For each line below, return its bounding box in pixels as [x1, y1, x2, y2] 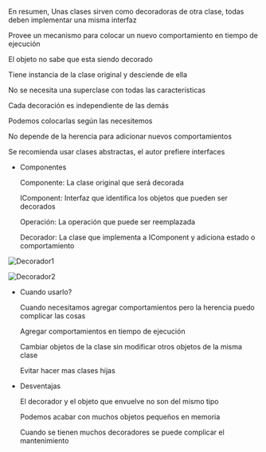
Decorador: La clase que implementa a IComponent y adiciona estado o [19, 232, 256, 242]
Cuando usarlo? [19, 287, 72, 297]
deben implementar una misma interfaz [8, 15, 137, 25]
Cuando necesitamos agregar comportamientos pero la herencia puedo [19, 302, 255, 312]
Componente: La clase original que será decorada [19, 178, 185, 187]
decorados [19, 202, 56, 211]
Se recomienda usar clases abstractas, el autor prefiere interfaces [8, 147, 225, 156]
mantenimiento [19, 436, 69, 445]
